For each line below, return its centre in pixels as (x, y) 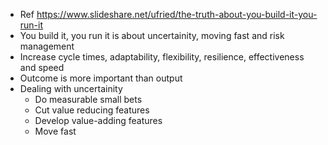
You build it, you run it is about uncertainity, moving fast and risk (152, 35)
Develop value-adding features (98, 120)
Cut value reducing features (92, 110)
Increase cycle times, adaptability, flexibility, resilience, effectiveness (162, 57)
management (47, 46)
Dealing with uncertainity (71, 88)
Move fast (55, 131)
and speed (42, 67)
